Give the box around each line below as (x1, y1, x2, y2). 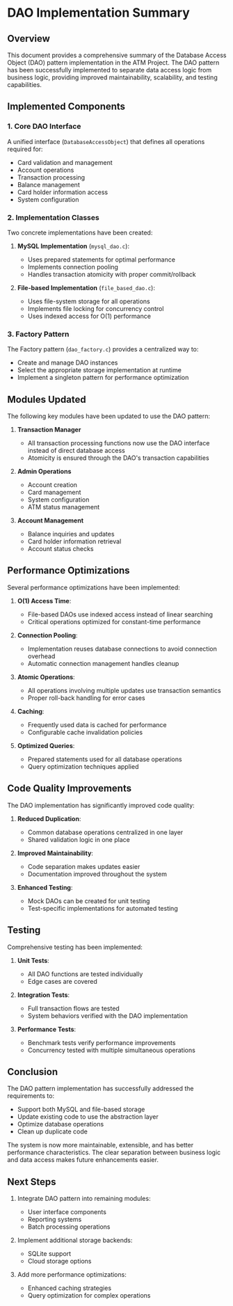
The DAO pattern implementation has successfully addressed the (7, 1084, 194, 1093)
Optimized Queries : (17, 741, 75, 749)
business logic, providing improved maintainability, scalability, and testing (7, 73, 218, 81)
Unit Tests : (17, 956, 50, 964)
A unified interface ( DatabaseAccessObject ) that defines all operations (7, 137, 205, 145)
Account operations (17, 166, 74, 174)
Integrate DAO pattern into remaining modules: (17, 1195, 151, 1203)
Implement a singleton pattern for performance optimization (17, 374, 189, 382)
